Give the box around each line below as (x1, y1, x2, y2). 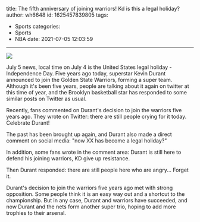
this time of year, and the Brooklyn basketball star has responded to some (6, 89, 187, 96)
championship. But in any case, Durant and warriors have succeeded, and (6, 197, 187, 204)
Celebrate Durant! (6, 119, 50, 126)
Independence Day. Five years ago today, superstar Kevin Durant (6, 70, 165, 77)
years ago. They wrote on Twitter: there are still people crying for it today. (6, 113, 187, 120)
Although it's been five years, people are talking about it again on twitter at (6, 83, 189, 90)
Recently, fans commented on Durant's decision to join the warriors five (6, 107, 182, 113)
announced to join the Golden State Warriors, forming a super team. (6, 77, 173, 83)
